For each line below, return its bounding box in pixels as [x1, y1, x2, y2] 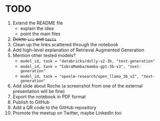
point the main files [20, 31, 61, 37]
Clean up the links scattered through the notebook [12, 41, 119, 47]
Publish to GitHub [12, 99, 50, 105]
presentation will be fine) [12, 88, 65, 94]
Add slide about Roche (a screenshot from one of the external [12, 82, 143, 89]
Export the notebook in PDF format [12, 94, 86, 100]
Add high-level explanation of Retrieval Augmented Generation [12, 47, 144, 53]
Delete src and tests [12, 36, 57, 42]
